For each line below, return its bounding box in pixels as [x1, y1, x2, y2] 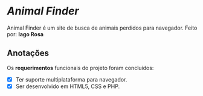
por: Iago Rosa [7, 30, 44, 37]
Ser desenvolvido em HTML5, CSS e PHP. [15, 83, 120, 90]
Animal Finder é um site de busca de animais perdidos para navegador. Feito [7, 24, 198, 31]
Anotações [7, 48, 50, 59]
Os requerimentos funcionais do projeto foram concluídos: [7, 64, 154, 71]
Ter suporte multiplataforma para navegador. [15, 75, 127, 83]
